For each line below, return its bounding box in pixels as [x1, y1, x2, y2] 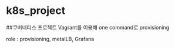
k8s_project [6, 4, 66, 17]
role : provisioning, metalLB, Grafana [6, 35, 95, 42]
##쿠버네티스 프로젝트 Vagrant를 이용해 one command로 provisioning [6, 24, 170, 31]
